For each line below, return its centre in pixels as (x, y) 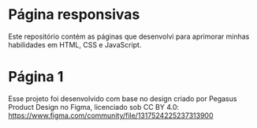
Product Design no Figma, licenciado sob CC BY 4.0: (94, 107)
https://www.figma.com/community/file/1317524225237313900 (111, 115)
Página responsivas (74, 15)
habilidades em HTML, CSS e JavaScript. (75, 44)
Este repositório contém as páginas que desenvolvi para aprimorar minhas (129, 36)
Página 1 (36, 77)
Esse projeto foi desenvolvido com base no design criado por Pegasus (123, 98)
